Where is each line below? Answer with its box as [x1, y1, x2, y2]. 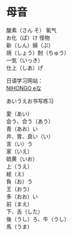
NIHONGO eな [6, 84, 42, 92]
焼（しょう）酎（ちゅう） [6, 49, 70, 56]
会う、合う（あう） [6, 117, 54, 125]
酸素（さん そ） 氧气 [6, 26, 57, 34]
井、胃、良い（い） [6, 132, 54, 140]
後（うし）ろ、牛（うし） [6, 215, 70, 223]
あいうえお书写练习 [6, 97, 54, 104]
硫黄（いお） [6, 155, 38, 163]
